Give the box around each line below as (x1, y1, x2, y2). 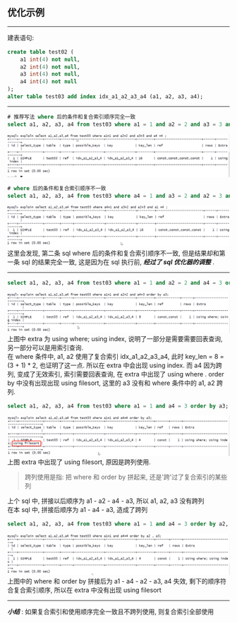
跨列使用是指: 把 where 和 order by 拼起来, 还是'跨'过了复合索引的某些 (24, 473, 228, 482)
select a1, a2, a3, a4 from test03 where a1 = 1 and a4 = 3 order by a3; (7, 402, 229, 410)
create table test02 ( (7, 48, 74, 55)
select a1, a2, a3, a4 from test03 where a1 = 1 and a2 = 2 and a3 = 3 (7, 121, 222, 128)
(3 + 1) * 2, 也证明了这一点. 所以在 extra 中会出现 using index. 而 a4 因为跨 (7, 361, 222, 369)
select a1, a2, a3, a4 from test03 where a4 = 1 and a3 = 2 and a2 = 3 (7, 192, 222, 199)
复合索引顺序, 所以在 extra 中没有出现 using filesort (13, 586, 162, 594)
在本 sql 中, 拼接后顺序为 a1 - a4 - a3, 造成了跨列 (7, 506, 148, 514)
